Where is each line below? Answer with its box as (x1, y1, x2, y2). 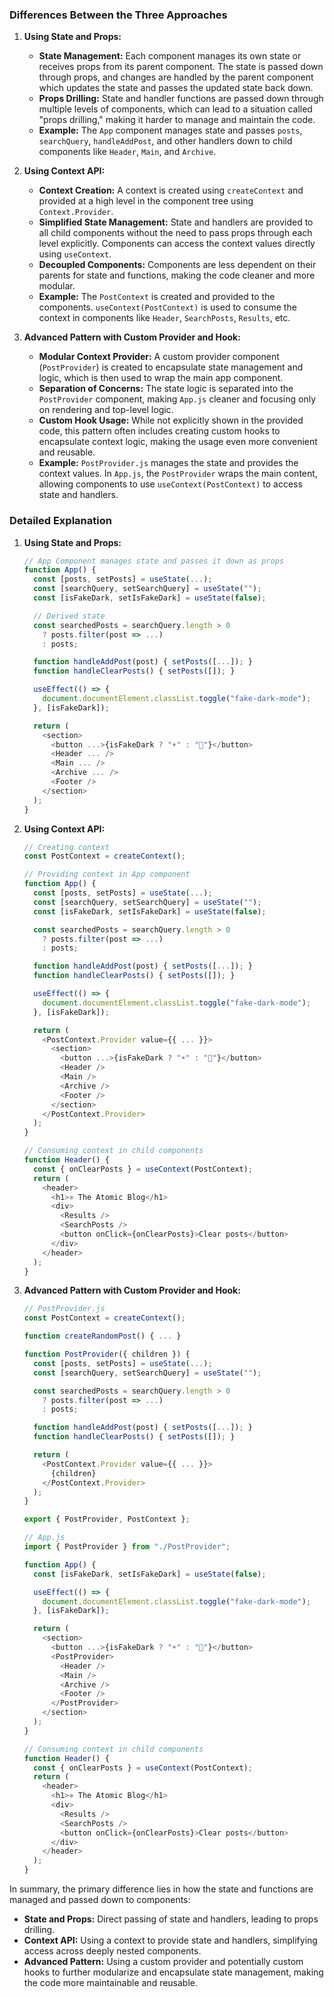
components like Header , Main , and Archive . (38, 146, 217, 158)
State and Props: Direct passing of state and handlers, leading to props (23, 1913, 319, 1925)
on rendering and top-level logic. (38, 404, 174, 416)
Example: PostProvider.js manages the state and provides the (38, 457, 299, 469)
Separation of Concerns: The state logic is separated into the (38, 383, 294, 395)
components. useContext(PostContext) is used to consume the (38, 301, 297, 313)
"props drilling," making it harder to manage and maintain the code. (38, 114, 316, 126)
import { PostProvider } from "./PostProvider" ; (23, 1542, 231, 1552)
